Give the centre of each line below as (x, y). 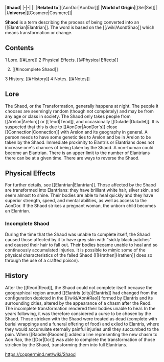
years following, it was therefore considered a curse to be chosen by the (78, 314)
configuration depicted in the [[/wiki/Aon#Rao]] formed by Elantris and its (79, 298)
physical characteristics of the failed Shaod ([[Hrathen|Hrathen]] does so (79, 255)
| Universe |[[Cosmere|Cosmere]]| (39, 13)
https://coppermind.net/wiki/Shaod (40, 354)
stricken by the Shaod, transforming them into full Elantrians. (66, 344)
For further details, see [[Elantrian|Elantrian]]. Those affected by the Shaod (81, 185)
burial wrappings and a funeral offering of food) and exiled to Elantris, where (82, 324)
